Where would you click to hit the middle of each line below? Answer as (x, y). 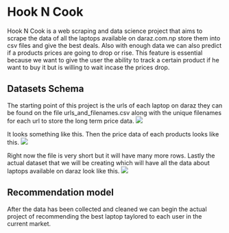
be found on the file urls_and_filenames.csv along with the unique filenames (114, 112)
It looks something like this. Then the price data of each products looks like (113, 134)
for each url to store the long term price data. (71, 121)
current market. (29, 223)
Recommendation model (61, 193)
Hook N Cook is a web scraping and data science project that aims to (105, 31)
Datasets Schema (46, 89)
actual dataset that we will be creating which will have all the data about (109, 162)
